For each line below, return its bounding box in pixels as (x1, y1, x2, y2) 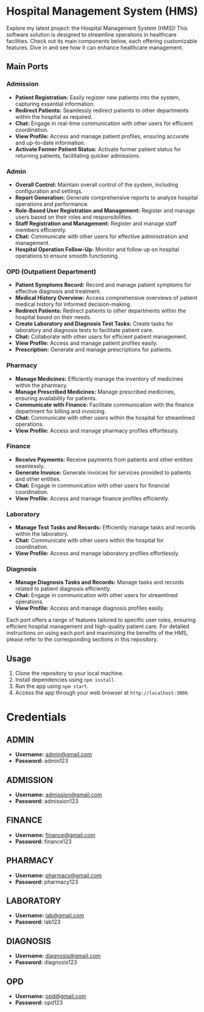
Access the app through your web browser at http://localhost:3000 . (15, 689, 189, 696)
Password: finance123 (15, 838, 72, 845)
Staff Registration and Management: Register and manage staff (15, 219, 177, 227)
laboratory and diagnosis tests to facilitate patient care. (15, 327, 154, 334)
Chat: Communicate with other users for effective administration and (15, 233, 188, 240)
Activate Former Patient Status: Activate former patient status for (15, 145, 181, 153)
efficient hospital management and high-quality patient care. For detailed (6, 623, 190, 630)
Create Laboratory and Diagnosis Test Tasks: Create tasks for (15, 320, 174, 327)
